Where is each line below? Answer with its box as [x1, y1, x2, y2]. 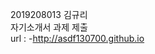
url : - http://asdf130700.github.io [10, 33, 145, 44]
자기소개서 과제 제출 [10, 21, 88, 33]
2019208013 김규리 [10, 9, 88, 20]
